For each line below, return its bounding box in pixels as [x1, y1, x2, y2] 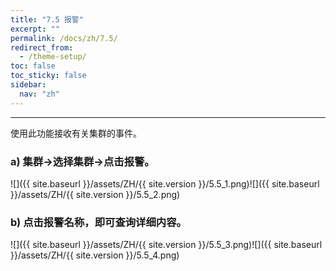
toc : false [10, 61, 56, 71]
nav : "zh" [19, 89, 60, 99]
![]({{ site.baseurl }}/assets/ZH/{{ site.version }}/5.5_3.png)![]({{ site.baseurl [10, 239, 323, 251]
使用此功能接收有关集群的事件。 [10, 127, 142, 139]
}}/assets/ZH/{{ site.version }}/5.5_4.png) [10, 249, 180, 261]
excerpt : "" [10, 24, 60, 34]
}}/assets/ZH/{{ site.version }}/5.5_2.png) [10, 188, 181, 200]
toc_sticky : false [10, 71, 87, 81]
